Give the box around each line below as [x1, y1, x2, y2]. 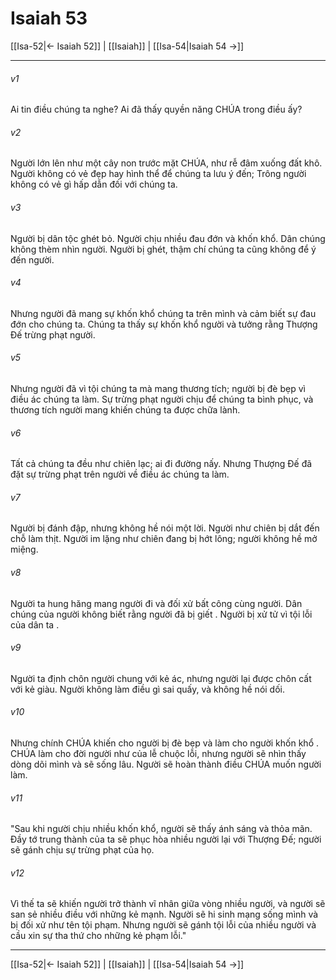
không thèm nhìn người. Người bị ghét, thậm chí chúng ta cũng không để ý [10, 243, 317, 255]
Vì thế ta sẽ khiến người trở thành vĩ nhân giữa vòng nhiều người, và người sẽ [10, 898, 326, 910]
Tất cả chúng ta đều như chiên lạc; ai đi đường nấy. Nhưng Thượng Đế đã [10, 458, 313, 470]
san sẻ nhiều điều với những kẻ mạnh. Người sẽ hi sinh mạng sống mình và [10, 908, 319, 921]
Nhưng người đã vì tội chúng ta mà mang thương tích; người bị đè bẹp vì [10, 382, 306, 394]
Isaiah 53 [10, 7, 88, 30]
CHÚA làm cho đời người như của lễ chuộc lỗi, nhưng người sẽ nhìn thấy [10, 747, 307, 759]
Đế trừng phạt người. [10, 328, 96, 341]
